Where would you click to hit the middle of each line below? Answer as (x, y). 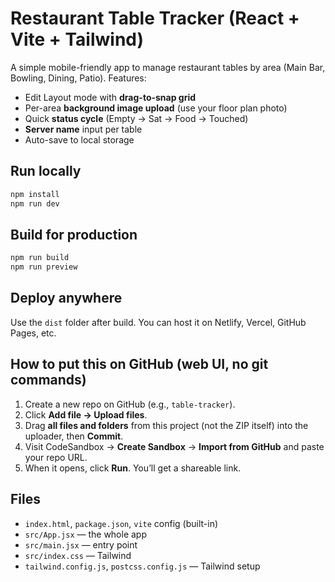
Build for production (74, 234)
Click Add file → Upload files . (86, 414)
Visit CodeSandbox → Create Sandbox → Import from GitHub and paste (174, 446)
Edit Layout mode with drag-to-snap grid (110, 97)
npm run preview (44, 267)
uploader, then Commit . (74, 436)
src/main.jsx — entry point (81, 544)
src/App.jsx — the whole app (86, 534)
